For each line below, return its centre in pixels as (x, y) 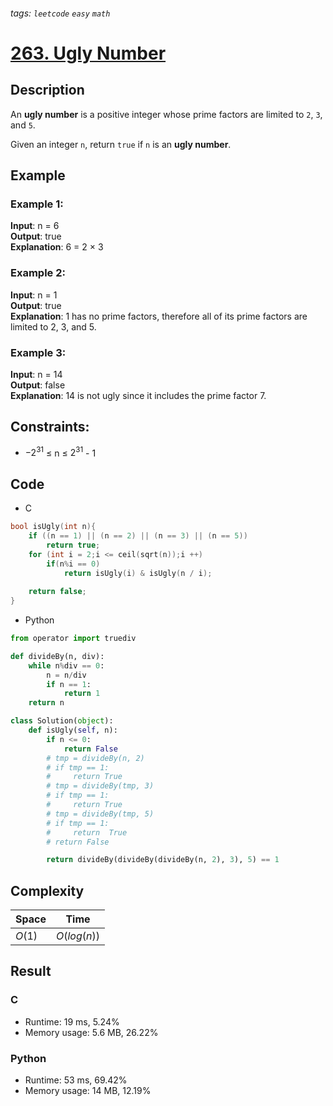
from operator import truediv (73, 639)
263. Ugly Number (88, 53)
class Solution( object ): (62, 721)
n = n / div (66, 675)
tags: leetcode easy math (60, 13)
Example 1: (37, 204)
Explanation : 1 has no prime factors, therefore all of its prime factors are (159, 316)
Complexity (47, 890)
